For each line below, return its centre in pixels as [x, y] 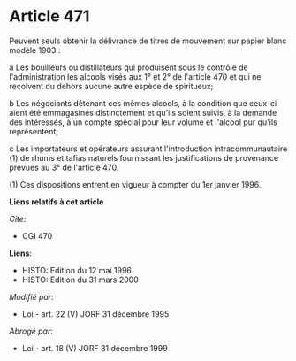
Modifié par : [32, 296]
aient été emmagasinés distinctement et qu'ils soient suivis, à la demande [143, 112]
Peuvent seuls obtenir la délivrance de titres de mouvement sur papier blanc [148, 41]
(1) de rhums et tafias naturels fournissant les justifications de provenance [144, 157]
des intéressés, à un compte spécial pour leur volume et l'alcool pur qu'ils [144, 122]
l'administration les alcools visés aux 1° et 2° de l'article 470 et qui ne [135, 76]
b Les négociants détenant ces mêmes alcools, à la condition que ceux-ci [143, 103]
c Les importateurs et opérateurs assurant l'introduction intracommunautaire [148, 149]
